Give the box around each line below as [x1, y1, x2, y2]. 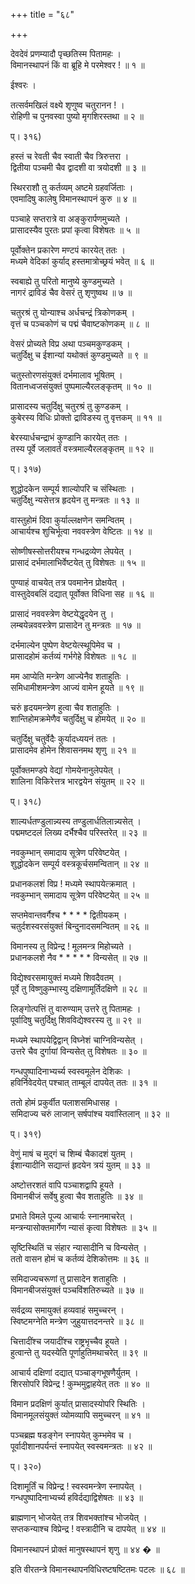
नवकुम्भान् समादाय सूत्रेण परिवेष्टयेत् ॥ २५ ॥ [10, 889, 149, 901]
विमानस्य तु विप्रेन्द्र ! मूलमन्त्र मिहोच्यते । [10, 940, 133, 952]
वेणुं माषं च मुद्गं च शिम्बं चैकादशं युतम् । [10, 1148, 134, 1159]
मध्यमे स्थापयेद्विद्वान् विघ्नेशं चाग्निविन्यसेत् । [10, 1034, 144, 1046]
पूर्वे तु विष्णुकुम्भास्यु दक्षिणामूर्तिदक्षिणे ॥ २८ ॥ [10, 983, 148, 994]
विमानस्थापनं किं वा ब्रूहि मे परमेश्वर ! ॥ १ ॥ [10, 59, 145, 71]
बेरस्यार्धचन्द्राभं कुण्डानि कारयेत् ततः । [10, 432, 128, 443]
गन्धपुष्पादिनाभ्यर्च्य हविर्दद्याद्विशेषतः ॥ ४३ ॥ [10, 1492, 143, 1503]
